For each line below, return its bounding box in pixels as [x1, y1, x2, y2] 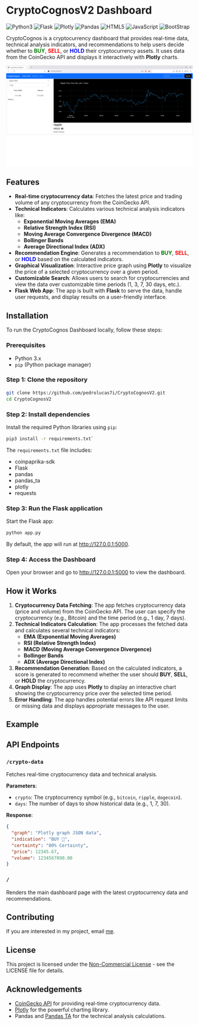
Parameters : [6, 782, 37, 789]
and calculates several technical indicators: [14, 627, 120, 634]
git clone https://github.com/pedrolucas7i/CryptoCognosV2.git [6, 390, 166, 396]
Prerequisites [6, 341, 46, 349]
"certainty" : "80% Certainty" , [11, 842, 89, 849]
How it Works [6, 586, 57, 596]
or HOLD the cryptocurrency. [14, 677, 86, 685]
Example [6, 719, 39, 730]
